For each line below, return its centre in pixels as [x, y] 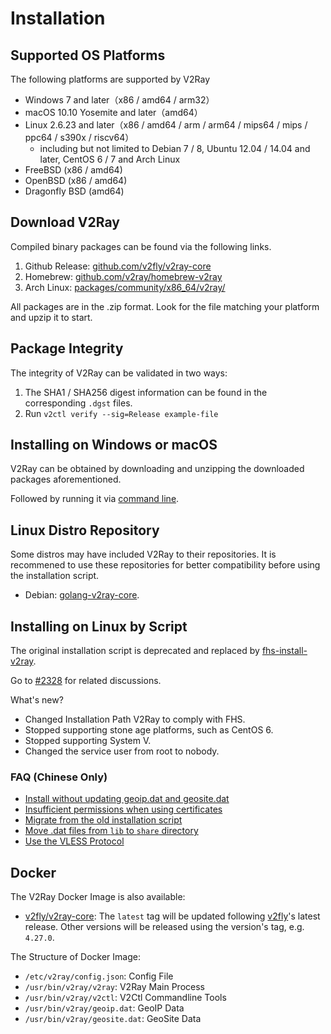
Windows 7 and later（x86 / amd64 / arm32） [119, 100]
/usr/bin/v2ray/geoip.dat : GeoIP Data [104, 1008]
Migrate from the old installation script [103, 820]
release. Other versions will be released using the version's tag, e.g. [164, 927]
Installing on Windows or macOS [114, 445]
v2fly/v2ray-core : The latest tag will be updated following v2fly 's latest [172, 916]
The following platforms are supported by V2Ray [110, 79]
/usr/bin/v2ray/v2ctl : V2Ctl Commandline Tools [125, 998]
